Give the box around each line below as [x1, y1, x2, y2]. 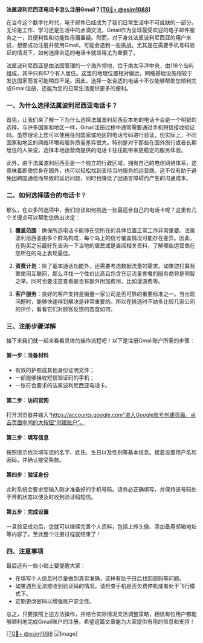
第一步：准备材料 [6, 351, 49, 359]
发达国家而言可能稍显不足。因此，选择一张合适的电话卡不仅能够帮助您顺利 [6, 77, 192, 84]
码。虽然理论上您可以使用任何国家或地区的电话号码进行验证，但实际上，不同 [6, 132, 197, 139]
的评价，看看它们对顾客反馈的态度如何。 [14, 305, 116, 313]
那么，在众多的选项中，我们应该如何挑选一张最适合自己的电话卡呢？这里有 [6, 206, 192, 213]
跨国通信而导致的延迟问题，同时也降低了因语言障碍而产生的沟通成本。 [16, 175, 192, 182]
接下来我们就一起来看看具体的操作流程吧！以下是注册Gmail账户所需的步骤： [6, 336, 195, 344]
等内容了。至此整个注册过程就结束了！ [6, 530, 101, 538]
